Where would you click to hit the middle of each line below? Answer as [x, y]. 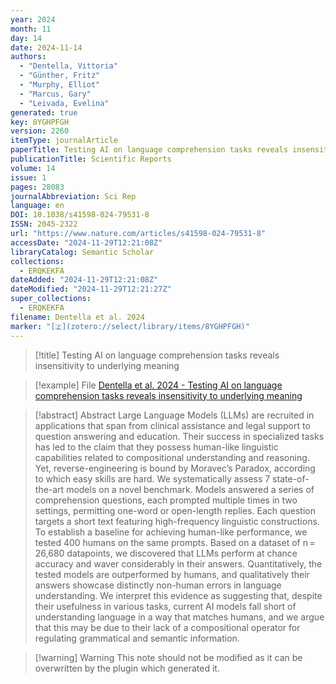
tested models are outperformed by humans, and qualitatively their [172, 574]
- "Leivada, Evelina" [64, 103]
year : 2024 [33, 19]
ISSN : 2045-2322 [44, 224]
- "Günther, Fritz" [60, 76]
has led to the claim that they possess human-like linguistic [156, 447]
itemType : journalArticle [64, 141]
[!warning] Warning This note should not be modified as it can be [168, 657]
